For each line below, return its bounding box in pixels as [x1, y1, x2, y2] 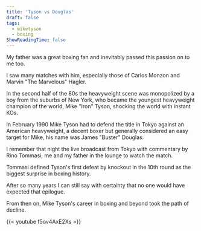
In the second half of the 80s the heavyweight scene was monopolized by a [6, 90, 195, 97]
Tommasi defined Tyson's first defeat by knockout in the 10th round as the [6, 164, 191, 171]
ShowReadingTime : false [6, 37, 66, 43]
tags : [6, 20, 20, 26]
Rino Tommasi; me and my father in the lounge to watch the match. [6, 152, 173, 159]
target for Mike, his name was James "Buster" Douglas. [6, 134, 144, 141]
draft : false [6, 15, 39, 21]
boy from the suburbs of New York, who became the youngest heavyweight [6, 96, 195, 103]
